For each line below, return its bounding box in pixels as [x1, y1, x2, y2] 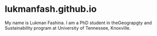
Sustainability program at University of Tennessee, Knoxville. [5, 25, 131, 31]
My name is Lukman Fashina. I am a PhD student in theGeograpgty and [5, 20, 152, 26]
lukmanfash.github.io [5, 3, 97, 15]
